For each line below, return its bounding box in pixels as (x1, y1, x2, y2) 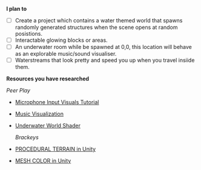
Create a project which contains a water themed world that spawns (15, 17, 183, 24)
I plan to (6, 5, 27, 12)
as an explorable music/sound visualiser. (15, 50, 117, 57)
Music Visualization (15, 110, 64, 117)
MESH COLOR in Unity (15, 157, 71, 165)
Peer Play (6, 87, 30, 94)
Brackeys (15, 134, 39, 141)
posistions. (15, 30, 42, 38)
